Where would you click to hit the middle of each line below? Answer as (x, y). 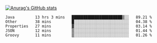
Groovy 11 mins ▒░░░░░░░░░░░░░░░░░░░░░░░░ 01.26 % (79, 35)
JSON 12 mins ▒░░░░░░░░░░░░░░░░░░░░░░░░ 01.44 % (79, 31)
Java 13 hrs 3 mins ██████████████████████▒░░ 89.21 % (79, 17)
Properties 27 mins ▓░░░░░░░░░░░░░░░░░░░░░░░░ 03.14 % (79, 26)
